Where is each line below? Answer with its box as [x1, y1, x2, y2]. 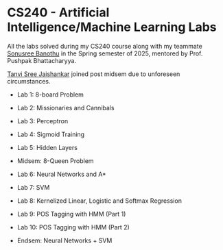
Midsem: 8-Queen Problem [16, 156, 94, 165]
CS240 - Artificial [7, 5, 110, 21]
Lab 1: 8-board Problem [16, 90, 84, 99]
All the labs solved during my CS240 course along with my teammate [7, 42, 202, 50]
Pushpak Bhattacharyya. [7, 56, 77, 64]
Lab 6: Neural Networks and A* [16, 170, 106, 178]
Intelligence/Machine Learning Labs [7, 19, 217, 35]
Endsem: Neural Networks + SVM [16, 236, 113, 245]
